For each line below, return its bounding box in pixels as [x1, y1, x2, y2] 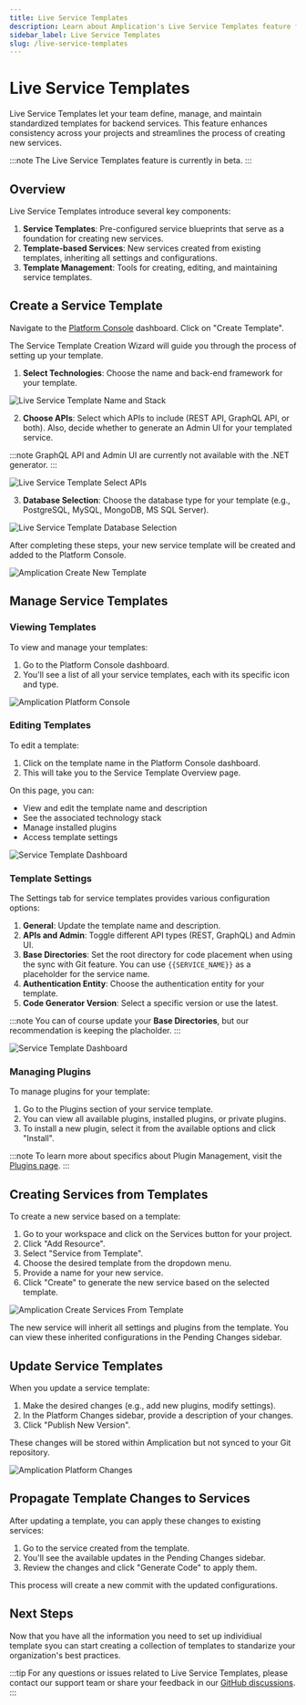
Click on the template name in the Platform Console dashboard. [22, 757, 261, 768]
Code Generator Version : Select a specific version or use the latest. [22, 998, 279, 1009]
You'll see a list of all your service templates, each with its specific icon [22, 669, 290, 680]
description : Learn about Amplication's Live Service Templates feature [9, 22, 291, 31]
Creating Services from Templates [9, 1187, 209, 1202]
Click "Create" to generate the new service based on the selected [22, 1277, 270, 1288]
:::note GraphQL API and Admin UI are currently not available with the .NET [9, 449, 290, 461]
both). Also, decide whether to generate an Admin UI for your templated [22, 421, 293, 433]
